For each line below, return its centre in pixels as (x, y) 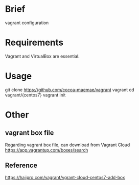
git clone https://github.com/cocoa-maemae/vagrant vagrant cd (70, 90)
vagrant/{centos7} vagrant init (35, 95)
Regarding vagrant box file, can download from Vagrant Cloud (68, 145)
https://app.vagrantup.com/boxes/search (46, 150)
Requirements (34, 43)
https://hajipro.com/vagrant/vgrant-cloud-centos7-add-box (65, 177)
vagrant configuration (27, 23)
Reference (21, 166)
